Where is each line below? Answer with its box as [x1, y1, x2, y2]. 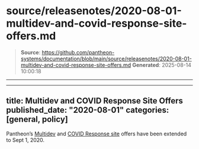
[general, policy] [6, 114, 68, 125]
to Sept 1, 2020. [6, 136, 45, 143]
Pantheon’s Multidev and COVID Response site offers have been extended [6, 130, 187, 137]
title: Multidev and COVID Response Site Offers [6, 96, 184, 106]
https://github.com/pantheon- [41, 48, 115, 56]
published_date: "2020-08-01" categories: [6, 105, 169, 115]
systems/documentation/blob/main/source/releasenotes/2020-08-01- [20, 55, 192, 62]
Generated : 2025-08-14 [132, 61, 191, 69]
